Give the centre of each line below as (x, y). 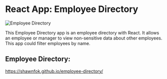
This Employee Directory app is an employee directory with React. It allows (82, 32)
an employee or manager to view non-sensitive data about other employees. (84, 38)
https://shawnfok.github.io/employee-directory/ (54, 71)
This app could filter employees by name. (48, 43)
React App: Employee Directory (72, 9)
